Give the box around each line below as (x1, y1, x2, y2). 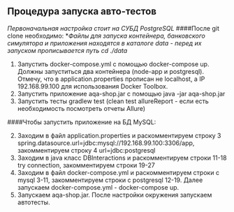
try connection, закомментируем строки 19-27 (17, 160, 155, 169)
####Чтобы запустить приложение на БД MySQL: (7, 118, 156, 126)
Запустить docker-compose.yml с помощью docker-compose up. (17, 59, 210, 68)
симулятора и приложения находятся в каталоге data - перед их (7, 38, 202, 47)
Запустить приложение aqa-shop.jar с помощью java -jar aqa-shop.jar (17, 89, 226, 98)
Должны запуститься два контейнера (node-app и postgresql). (17, 67, 205, 75)
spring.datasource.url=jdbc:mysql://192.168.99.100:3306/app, (17, 139, 195, 147)
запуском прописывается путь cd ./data (7, 46, 128, 54)
